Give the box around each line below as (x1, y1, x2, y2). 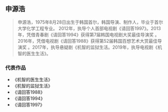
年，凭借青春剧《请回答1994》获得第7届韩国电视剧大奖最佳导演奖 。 (17, 32, 159, 38)
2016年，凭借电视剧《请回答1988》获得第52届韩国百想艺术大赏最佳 (17, 38, 158, 44)
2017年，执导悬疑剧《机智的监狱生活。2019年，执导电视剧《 (32, 44, 158, 50)
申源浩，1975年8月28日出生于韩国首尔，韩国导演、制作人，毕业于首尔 (17, 19, 163, 25)
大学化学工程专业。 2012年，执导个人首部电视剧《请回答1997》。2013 (17, 25, 161, 31)
